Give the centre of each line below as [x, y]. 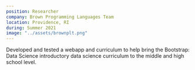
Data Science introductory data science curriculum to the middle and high [95, 56]
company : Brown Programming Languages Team [60, 17]
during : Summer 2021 [31, 28]
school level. [21, 62]
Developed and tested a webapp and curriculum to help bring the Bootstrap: [98, 50]
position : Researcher [32, 11]
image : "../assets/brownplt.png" [47, 33]
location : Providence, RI [37, 22]
